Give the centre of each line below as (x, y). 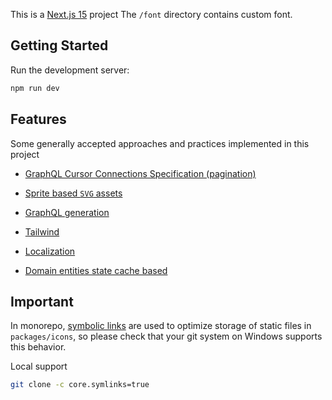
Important (42, 301)
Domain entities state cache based (96, 270)
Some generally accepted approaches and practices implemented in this (160, 143)
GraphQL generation (67, 212)
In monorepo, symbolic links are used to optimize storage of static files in (161, 326)
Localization (50, 251)
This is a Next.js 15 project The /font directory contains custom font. (151, 14)
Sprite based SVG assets (73, 193)
